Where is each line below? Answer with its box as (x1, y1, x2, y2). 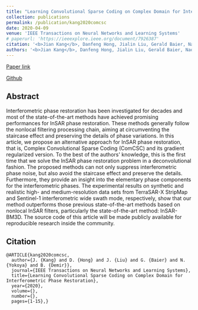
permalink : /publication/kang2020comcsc (6, 19, 107, 25)
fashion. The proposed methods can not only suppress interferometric (6, 163, 177, 171)
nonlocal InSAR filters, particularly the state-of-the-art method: (6, 207, 159, 214)
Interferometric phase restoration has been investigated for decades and (6, 107, 183, 114)
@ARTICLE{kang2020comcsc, (6, 252, 70, 258)
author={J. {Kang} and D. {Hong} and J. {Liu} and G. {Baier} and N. (11, 257, 186, 264)
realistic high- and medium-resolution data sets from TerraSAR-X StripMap (6, 188, 188, 195)
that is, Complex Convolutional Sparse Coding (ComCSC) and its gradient (6, 145, 184, 152)
